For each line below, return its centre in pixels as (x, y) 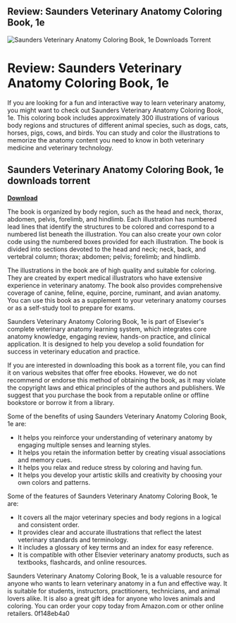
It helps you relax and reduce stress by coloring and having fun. (110, 467)
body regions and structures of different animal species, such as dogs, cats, (118, 125)
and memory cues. (45, 460)
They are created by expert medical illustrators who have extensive (105, 277)
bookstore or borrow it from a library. (61, 402)
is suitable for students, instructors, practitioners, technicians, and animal (114, 591)
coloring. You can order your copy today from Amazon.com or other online (116, 605)
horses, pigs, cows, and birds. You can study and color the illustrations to (114, 133)
